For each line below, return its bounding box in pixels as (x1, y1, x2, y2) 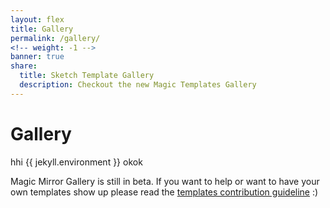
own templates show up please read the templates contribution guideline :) (10, 186, 319, 198)
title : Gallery (10, 24, 74, 34)
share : (10, 61, 38, 71)
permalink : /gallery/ (10, 33, 101, 43)
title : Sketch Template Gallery (19, 71, 155, 81)
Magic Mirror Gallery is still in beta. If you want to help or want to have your (10, 175, 320, 187)
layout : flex (10, 14, 65, 25)
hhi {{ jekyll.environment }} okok (10, 156, 143, 168)
